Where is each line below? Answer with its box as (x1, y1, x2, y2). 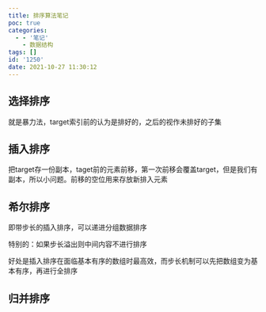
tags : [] (8, 48, 37, 56)
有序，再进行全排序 (14, 266, 78, 276)
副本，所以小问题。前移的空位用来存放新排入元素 (8, 175, 168, 185)
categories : (8, 26, 47, 34)
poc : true (8, 19, 41, 27)
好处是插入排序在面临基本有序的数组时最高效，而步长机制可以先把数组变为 (8, 257, 251, 266)
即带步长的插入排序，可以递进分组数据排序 (8, 223, 147, 232)
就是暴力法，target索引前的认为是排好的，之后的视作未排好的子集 (8, 116, 222, 127)
